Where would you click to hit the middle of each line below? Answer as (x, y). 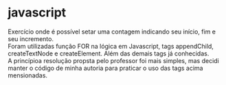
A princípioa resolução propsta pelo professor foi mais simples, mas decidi (113, 60)
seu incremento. (31, 38)
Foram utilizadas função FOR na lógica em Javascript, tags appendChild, (111, 46)
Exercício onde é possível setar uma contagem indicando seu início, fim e (112, 32)
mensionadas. (27, 75)
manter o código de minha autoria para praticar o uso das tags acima (105, 68)
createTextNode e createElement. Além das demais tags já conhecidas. (109, 53)
